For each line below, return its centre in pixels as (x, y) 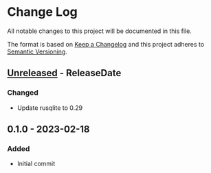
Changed (23, 93)
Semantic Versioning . (37, 51)
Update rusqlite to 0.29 (50, 108)
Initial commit (36, 164)
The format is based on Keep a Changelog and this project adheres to (106, 44)
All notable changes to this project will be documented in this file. (100, 31)
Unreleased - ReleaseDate (64, 73)
